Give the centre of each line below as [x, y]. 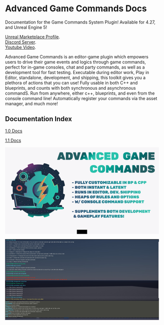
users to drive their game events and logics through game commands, [76, 62]
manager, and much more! [31, 103]
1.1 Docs [13, 140]
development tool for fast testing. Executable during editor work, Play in [77, 72]
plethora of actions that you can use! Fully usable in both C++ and [72, 83]
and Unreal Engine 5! [26, 27]
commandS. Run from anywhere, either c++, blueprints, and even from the [80, 93]
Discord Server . [21, 42]
